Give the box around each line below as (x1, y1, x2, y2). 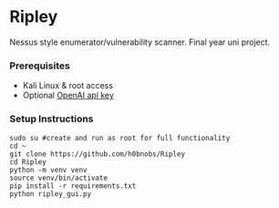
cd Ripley (9, 157, 47, 166)
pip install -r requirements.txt (9, 181, 137, 191)
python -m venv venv (9, 165, 88, 174)
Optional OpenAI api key (22, 89, 114, 101)
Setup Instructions (9, 112, 94, 125)
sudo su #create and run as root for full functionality (9, 133, 231, 142)
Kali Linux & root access (22, 80, 114, 91)
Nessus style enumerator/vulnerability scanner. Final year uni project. (9, 36, 271, 47)
